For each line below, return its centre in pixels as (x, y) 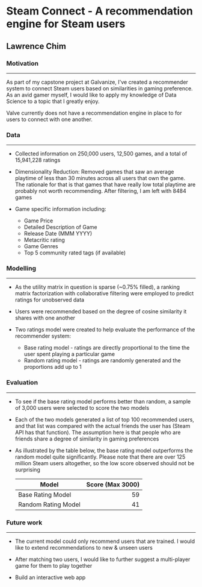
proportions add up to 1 (53, 367)
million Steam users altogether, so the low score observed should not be (104, 463)
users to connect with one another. (50, 119)
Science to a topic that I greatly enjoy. (53, 101)
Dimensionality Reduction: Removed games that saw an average (94, 172)
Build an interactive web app (50, 577)
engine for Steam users (66, 24)
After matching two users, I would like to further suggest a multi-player (103, 559)
